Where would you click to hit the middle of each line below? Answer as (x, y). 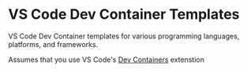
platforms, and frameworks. (53, 44)
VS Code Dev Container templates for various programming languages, (124, 36)
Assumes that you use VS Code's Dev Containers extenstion (107, 59)
